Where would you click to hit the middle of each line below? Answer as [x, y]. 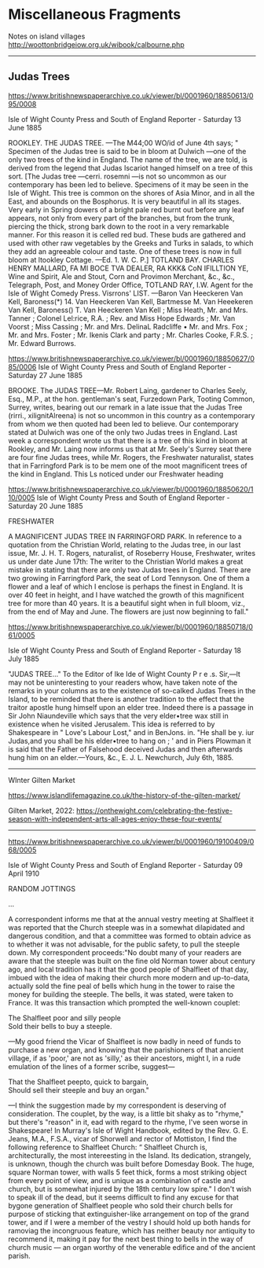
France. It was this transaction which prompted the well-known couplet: [124, 1002]
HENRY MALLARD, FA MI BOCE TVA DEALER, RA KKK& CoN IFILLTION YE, [128, 268]
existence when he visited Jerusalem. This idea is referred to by [112, 724]
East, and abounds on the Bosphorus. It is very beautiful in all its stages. [125, 201]
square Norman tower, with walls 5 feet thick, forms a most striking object [128, 1172]
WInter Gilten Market [42, 780]
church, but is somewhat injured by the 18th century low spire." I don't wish [130, 1189]
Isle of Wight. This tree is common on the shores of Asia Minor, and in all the [132, 193]
